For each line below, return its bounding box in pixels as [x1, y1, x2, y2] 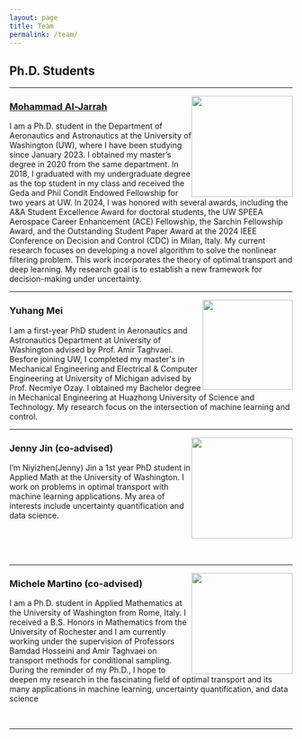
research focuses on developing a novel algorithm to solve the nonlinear [9, 245, 277, 256]
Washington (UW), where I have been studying [9, 140, 182, 151]
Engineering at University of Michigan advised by [9, 372, 191, 383]
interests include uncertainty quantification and [9, 501, 184, 512]
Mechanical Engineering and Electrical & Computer [9, 363, 198, 374]
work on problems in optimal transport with [9, 482, 169, 493]
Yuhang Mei [9, 305, 63, 317]
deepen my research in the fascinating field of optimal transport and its [9, 674, 272, 685]
